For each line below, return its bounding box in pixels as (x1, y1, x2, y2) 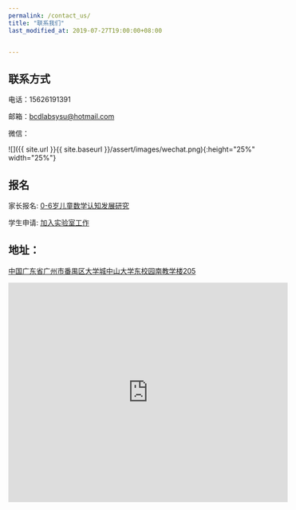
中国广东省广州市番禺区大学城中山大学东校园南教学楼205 (8, 266, 196, 275)
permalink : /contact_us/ (8, 11, 91, 20)
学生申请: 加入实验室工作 (8, 218, 89, 227)
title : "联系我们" (8, 19, 65, 27)
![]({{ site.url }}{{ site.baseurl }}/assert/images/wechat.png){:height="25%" (8, 144, 255, 154)
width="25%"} (8, 153, 57, 163)
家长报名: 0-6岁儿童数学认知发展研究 (8, 201, 129, 210)
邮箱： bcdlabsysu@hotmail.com (8, 112, 115, 121)
